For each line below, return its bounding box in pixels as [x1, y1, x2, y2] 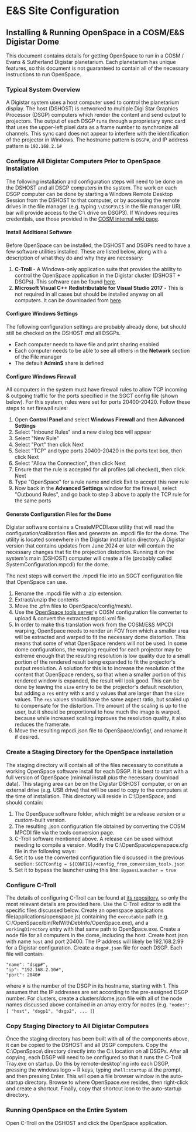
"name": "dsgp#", [6, 962, 49, 968]
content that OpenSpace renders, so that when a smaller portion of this [14, 671, 187, 678]
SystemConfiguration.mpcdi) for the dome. [6, 561, 109, 568]
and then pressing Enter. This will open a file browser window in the [6, 1073, 169, 1080]
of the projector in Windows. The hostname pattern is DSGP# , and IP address [6, 136, 188, 143]
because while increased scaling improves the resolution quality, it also [14, 715, 186, 722]
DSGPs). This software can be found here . [14, 278, 117, 285]
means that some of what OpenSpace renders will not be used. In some [14, 640, 187, 647]
